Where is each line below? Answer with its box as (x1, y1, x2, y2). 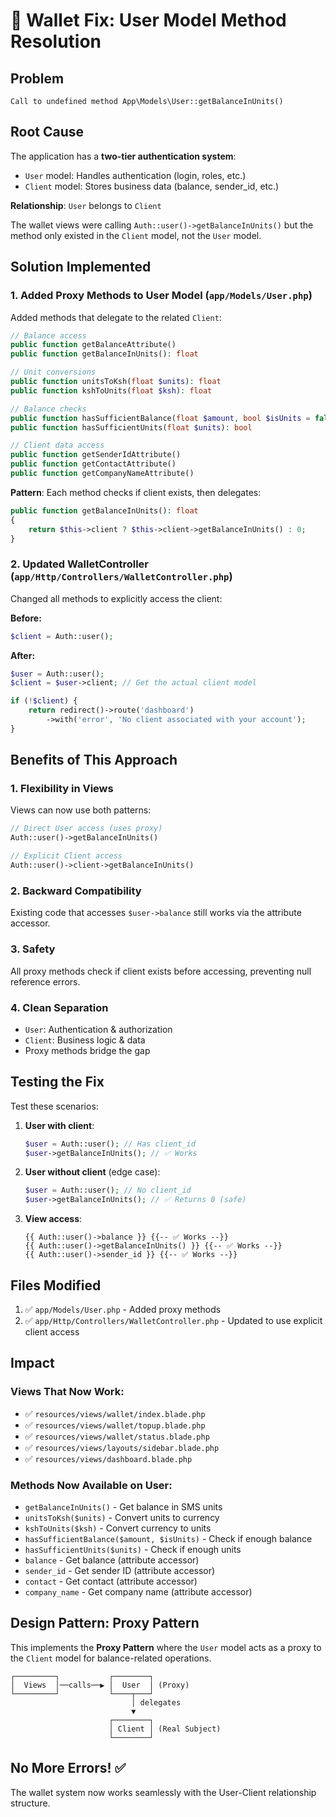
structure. (10, 1797, 51, 1809)
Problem (10, 70, 65, 87)
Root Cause (10, 124, 85, 141)
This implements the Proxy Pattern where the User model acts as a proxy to (10, 1641, 322, 1653)
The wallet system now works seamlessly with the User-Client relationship (10, 1786, 317, 1798)
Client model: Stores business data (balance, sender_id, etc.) (24, 180, 280, 192)
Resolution (10, 30, 102, 53)
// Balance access (10, 330, 87, 341)
